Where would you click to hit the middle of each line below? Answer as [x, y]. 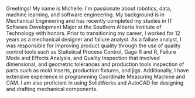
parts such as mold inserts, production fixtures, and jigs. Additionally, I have [97, 70]
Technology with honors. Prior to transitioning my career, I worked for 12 [93, 33]
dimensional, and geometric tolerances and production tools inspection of [95, 64]
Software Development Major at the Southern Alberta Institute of [84, 27]
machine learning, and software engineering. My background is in [85, 15]
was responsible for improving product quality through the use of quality [93, 45]
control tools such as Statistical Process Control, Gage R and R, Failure [91, 52]
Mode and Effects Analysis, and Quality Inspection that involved [83, 58]
